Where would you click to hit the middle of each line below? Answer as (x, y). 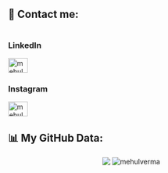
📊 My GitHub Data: (55, 138)
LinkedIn (25, 45)
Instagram (28, 89)
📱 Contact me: (43, 14)
